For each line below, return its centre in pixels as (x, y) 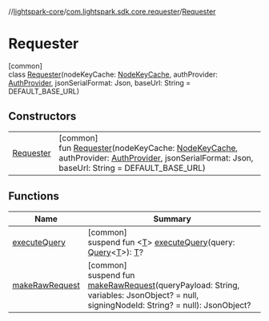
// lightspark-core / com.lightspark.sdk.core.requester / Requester (112, 12)
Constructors (42, 116)
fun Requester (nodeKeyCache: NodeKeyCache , (149, 148)
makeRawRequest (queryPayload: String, (164, 285)
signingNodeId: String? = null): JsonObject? (169, 305)
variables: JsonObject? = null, (143, 295)
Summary (173, 219)
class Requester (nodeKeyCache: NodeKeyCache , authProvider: (113, 74)
